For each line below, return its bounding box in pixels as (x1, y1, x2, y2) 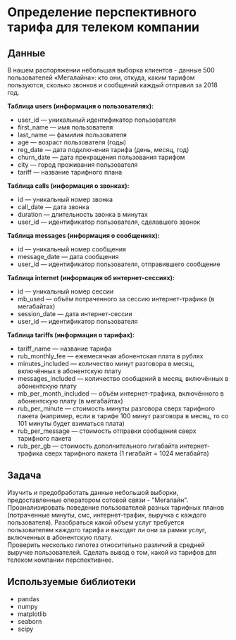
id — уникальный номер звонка (17, 195, 113, 203)
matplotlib (17, 610, 47, 618)
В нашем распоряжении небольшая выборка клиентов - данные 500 (7, 66, 215, 74)
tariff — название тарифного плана (17, 168, 123, 176)
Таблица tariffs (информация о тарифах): (7, 331, 135, 339)
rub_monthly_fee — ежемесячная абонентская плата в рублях (17, 352, 204, 360)
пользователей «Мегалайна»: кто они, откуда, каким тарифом (7, 73, 195, 82)
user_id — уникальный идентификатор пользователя (17, 115, 176, 124)
